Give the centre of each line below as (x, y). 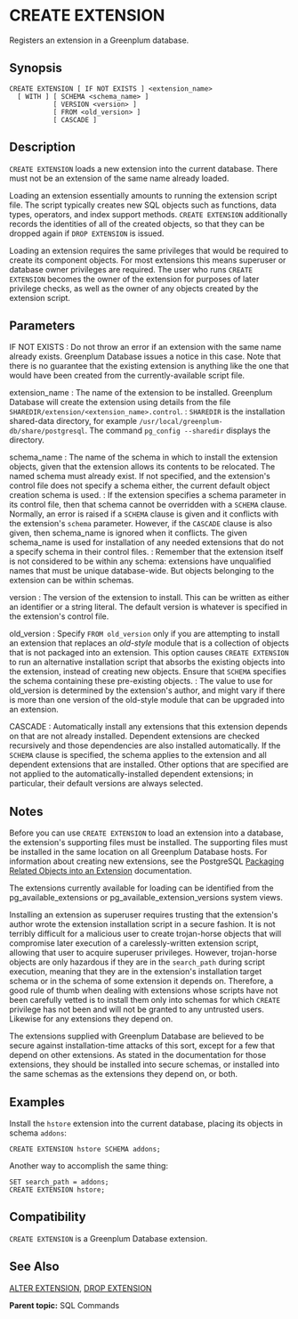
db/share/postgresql (48, 432)
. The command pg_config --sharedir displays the (178, 431)
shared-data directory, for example (73, 421)
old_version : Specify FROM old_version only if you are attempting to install (145, 634)
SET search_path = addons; (59, 1182)
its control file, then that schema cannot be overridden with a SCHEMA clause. (148, 505)
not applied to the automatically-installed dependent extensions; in (131, 774)
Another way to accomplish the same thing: (89, 1166)
